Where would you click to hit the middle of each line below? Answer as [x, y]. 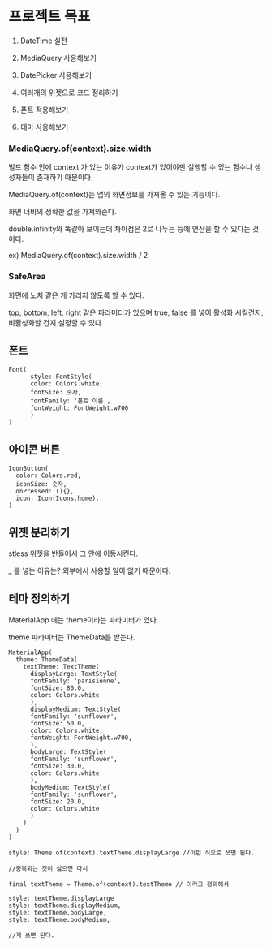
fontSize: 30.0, [57, 766]
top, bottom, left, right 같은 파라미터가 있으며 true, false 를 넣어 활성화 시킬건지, [136, 312]
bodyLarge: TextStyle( [68, 751]
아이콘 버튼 [34, 449]
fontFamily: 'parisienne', [75, 681]
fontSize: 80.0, [57, 688]
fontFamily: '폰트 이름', [70, 401]
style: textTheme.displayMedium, [65, 906]
